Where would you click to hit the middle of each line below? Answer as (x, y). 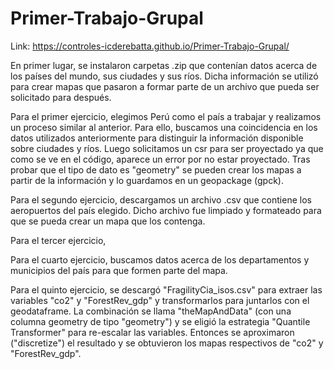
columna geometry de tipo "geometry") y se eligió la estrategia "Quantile (160, 321)
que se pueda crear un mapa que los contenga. (108, 221)
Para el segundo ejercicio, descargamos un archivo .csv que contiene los (161, 199)
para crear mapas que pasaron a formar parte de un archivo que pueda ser (165, 86)
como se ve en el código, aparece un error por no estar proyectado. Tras (160, 159)
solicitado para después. (61, 97)
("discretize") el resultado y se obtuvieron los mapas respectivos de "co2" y (167, 343)
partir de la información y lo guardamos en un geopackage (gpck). (147, 180)
